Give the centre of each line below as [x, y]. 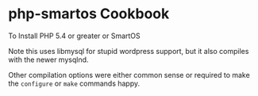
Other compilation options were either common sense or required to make [129, 75]
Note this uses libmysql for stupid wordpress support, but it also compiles [129, 51]
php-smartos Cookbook [89, 14]
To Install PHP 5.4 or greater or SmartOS [74, 36]
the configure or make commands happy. [74, 83]
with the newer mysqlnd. [48, 60]
